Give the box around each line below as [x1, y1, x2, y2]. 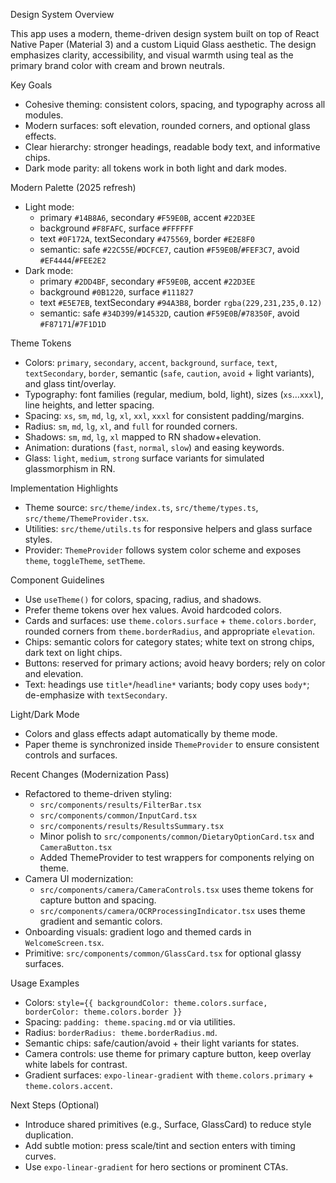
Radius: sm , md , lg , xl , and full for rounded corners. [24, 420, 238, 432]
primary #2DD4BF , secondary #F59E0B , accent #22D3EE [39, 275, 256, 287]
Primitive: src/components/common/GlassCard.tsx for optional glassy [24, 947, 302, 959]
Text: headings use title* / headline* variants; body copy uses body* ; [24, 679, 310, 690]
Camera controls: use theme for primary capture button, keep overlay [24, 1048, 312, 1059]
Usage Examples [10, 977, 80, 989]
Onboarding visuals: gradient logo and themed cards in [24, 926, 252, 938]
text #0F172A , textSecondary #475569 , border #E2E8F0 [39, 233, 255, 244]
